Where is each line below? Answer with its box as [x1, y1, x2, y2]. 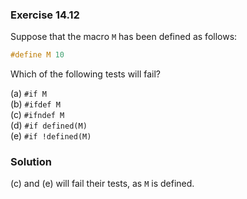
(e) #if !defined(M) [10, 130, 92, 142]
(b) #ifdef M [10, 98, 61, 110]
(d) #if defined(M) [10, 119, 88, 132]
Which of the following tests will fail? [10, 68, 161, 80]
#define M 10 [10, 50, 65, 60]
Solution [10, 155, 53, 169]
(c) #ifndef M [10, 109, 65, 121]
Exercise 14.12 [10, 8, 80, 22]
